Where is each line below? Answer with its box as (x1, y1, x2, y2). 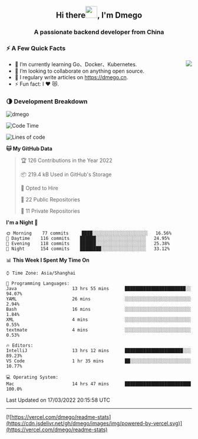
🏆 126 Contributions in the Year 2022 (20, 157, 113, 164)
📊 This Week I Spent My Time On (6, 256, 90, 264)
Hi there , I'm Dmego (55, 10, 143, 21)
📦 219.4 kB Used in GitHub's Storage (20, 171, 112, 178)
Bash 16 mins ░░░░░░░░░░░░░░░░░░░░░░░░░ (6, 306, 192, 312)
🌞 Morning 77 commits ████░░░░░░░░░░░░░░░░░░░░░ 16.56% (6, 230, 172, 236)
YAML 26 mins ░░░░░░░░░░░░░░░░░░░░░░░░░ (6, 296, 192, 302)
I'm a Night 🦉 (6, 219, 38, 226)
